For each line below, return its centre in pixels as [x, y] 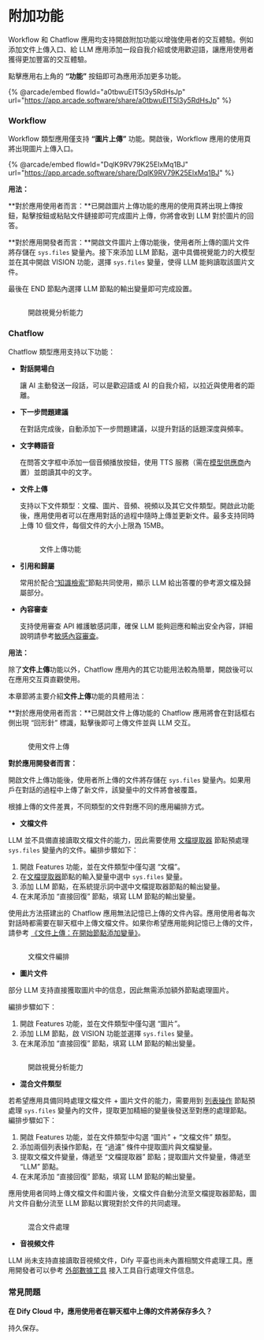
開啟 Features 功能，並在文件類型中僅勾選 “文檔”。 [102, 867]
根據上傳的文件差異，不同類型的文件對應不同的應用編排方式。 [108, 807]
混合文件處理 [48, 1226]
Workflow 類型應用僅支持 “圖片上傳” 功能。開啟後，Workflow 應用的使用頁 [130, 139]
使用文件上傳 [48, 746]
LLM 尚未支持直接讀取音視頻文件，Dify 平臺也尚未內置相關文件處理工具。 [127, 1260]
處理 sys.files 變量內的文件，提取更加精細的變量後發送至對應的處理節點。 [130, 1110]
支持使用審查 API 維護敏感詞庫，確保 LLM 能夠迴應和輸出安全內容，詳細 [136, 626]
